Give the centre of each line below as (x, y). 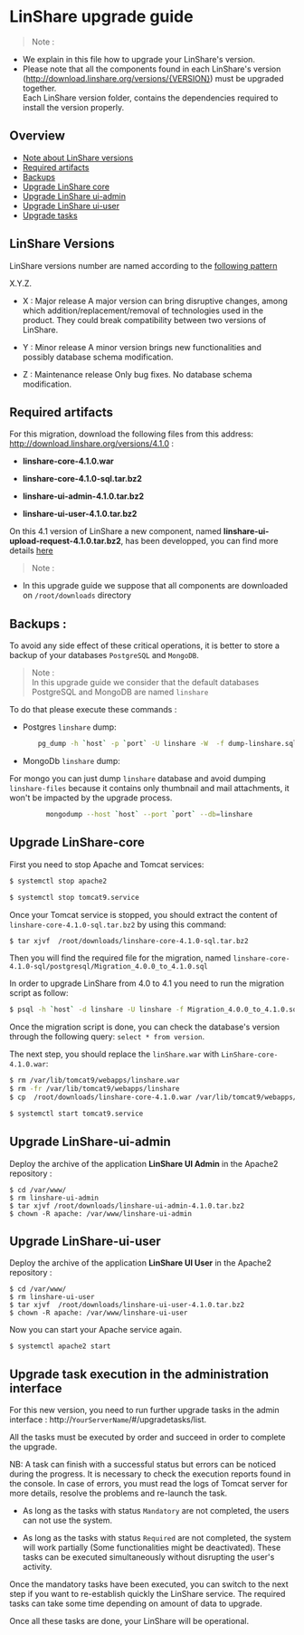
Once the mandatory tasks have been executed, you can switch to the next (149, 1584)
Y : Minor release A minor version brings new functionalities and (142, 347)
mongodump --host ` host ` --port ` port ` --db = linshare (149, 815)
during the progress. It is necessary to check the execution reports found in (150, 1474)
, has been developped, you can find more (199, 541)
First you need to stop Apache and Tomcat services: (107, 864)
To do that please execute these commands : (93, 710)
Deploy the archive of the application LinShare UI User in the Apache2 (140, 1263)
